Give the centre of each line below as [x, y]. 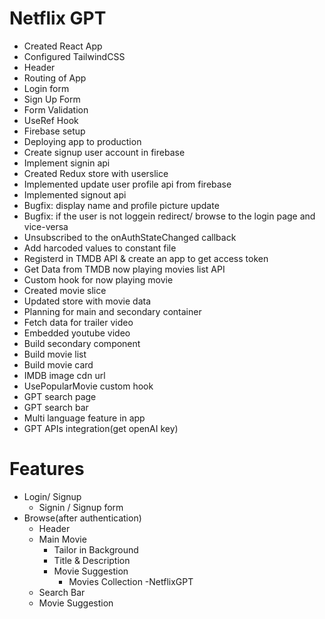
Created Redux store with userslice [96, 173]
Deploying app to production [82, 141]
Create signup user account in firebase [104, 152]
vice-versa [46, 226]
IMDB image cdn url [64, 375]
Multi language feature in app [84, 418]
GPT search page [60, 396]
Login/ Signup [52, 496]
